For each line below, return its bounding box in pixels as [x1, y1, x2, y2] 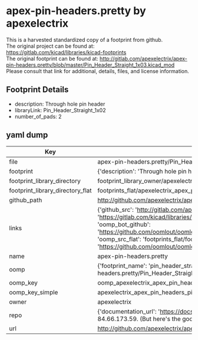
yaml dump [6, 130, 48, 140]
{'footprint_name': [97, 261, 147, 270]
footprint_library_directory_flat [9, 186, 92, 194]
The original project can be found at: [6, 42, 95, 50]
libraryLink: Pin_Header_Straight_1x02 [14, 106, 106, 113]
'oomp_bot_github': [97, 220, 151, 228]
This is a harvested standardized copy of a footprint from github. [6, 36, 163, 43]
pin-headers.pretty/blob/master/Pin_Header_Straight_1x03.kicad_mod [6, 61, 175, 68]
